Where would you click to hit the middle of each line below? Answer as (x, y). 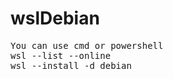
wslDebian (55, 18)
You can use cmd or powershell (87, 45)
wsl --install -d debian (71, 65)
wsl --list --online (61, 55)
